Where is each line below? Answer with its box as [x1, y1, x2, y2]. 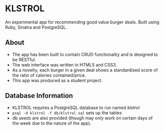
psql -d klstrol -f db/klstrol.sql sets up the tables [12, 109, 122, 115]
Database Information [5, 91, 73, 100]
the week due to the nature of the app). [12, 120, 92, 126]
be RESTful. [12, 57, 36, 63]
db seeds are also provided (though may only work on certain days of [12, 115, 153, 121]
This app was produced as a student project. [12, 77, 103, 83]
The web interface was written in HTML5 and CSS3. [12, 62, 117, 67]
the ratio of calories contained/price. [12, 72, 86, 78]
